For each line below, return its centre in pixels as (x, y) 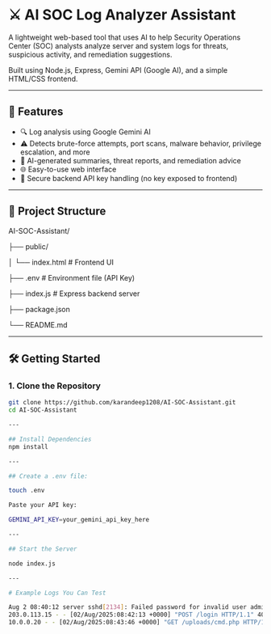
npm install (28, 446)
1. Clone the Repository (54, 386)
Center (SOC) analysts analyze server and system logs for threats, (119, 45)
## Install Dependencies (50, 439)
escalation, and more (55, 152)
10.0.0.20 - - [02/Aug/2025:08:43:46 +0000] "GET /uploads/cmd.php (124, 623)
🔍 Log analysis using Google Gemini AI (85, 132)
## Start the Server (43, 549)
